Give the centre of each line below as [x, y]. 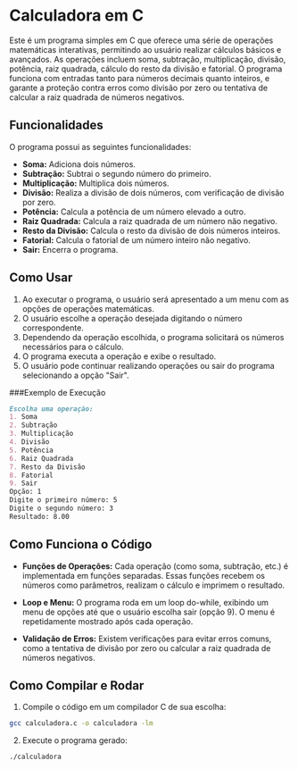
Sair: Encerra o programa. [70, 249]
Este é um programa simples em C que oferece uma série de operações [141, 40]
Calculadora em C [77, 16]
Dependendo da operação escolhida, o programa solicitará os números [153, 337]
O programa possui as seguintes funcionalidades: [100, 146]
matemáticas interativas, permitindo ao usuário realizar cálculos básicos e [145, 49]
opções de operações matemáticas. [88, 308]
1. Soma [24, 417]
